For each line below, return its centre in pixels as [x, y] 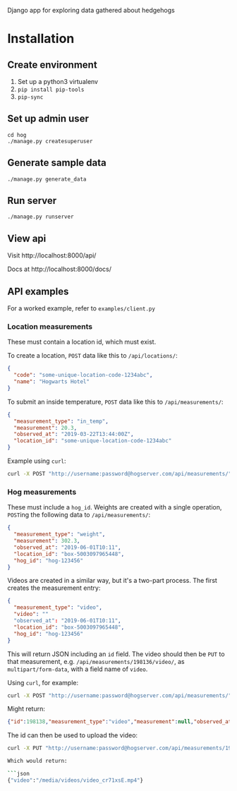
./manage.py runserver [41, 217]
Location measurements [50, 326]
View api [27, 238]
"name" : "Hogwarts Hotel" [52, 382]
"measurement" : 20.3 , [45, 428]
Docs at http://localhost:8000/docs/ [59, 269]
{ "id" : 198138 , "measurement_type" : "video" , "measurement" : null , [101, 722]
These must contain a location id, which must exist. [82, 342]
